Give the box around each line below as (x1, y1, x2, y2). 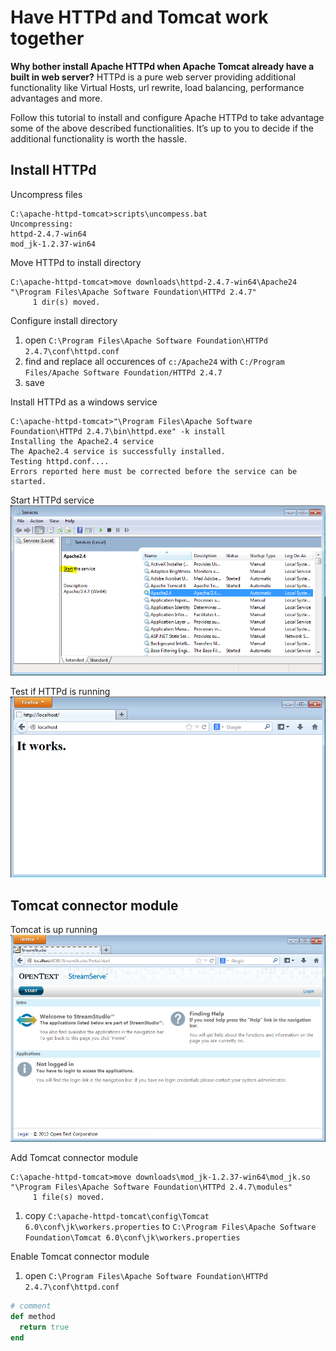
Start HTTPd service (10, 494, 95, 506)
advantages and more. (10, 92, 103, 104)
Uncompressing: (10, 219, 74, 229)
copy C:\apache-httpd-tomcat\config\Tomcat (24, 1210, 210, 1222)
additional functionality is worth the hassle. (10, 132, 187, 145)
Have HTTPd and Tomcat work (10, 6, 269, 29)
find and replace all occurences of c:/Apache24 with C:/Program (24, 355, 285, 367)
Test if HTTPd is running (10, 685, 111, 697)
